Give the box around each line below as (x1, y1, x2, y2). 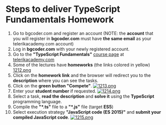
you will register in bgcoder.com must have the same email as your (12, 36, 152, 42)
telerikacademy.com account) (12, 41, 74, 46)
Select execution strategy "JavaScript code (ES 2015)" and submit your (12, 109, 162, 115)
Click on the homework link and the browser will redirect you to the (12, 72, 151, 78)
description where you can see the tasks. (12, 78, 99, 83)
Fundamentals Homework (5, 14, 114, 25)
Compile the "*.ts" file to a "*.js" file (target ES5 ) (12, 104, 113, 110)
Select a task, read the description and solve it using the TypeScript (12, 93, 155, 99)
